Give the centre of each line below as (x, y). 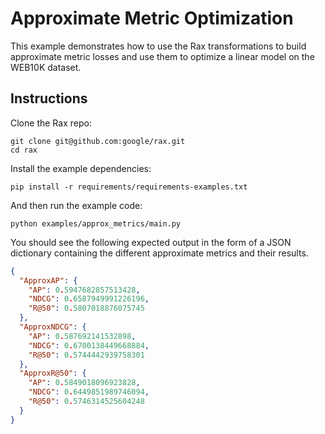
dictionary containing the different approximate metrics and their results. (159, 253)
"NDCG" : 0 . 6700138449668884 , (89, 345)
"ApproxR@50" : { (53, 373)
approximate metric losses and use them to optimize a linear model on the (162, 56)
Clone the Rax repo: (51, 123)
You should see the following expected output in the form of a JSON (151, 242)
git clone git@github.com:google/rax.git (98, 141)
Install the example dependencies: (81, 168)
